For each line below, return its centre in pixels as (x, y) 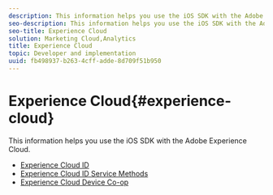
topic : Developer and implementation (72, 53)
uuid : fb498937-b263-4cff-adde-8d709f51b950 (85, 61)
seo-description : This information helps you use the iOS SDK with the (132, 23)
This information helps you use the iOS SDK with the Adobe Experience (128, 140)
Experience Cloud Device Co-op (74, 182)
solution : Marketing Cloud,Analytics (72, 38)
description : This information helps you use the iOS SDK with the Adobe (136, 16)
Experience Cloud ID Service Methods (84, 173)
